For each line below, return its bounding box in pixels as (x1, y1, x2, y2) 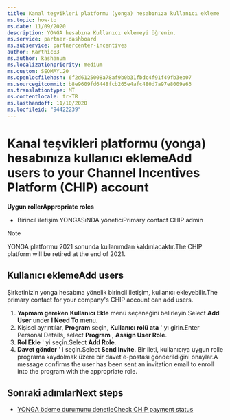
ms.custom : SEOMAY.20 (7, 67, 69, 74)
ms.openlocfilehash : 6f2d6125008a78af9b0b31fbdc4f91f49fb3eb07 (7, 74, 192, 81)
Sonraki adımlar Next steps (7, 387, 124, 399)
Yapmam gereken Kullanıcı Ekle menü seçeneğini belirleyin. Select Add (16, 308, 220, 317)
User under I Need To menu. (16, 316, 98, 324)
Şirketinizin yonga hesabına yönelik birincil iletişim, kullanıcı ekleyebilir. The (7, 288, 218, 296)
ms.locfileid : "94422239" (7, 106, 81, 113)
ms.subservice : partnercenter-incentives (7, 42, 128, 49)
